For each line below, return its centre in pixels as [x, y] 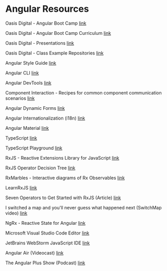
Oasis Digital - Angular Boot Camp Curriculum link [58, 33]
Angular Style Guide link [31, 63]
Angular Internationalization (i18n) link [45, 118]
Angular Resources [47, 9]
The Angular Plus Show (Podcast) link [45, 263]
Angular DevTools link [28, 83]
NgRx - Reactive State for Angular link [45, 223]
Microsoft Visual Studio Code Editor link [47, 233]
